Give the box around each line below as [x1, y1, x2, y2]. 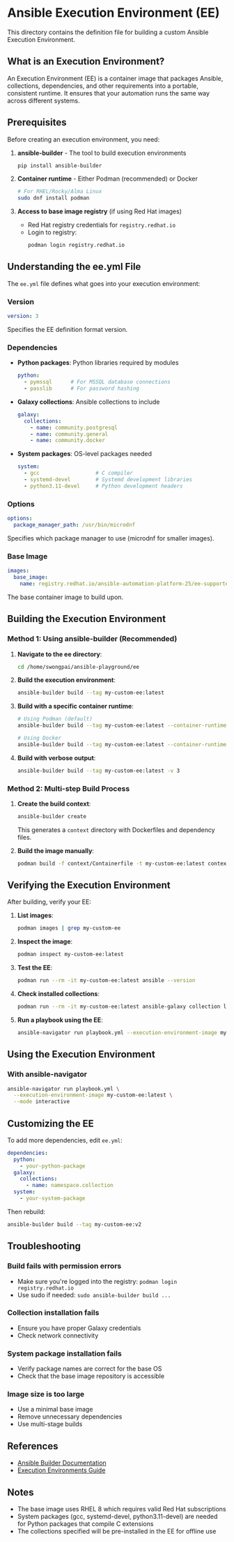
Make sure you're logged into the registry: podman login [17, 1277, 178, 1285]
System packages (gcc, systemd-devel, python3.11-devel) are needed [17, 1512, 218, 1521]
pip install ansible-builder [17, 162, 102, 169]
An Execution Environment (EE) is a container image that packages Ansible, [7, 74, 224, 82]
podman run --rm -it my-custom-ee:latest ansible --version [17, 977, 196, 984]
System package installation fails [7, 1348, 122, 1358]
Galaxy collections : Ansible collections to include [17, 398, 160, 406]
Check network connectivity [17, 1331, 99, 1340]
